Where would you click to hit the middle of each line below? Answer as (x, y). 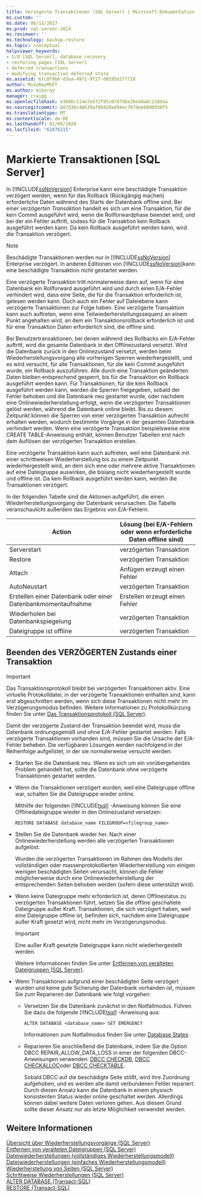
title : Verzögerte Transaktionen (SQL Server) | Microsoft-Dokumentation (101, 12)
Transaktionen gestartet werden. (55, 776)
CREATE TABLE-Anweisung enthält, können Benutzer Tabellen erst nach (96, 435)
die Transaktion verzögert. (39, 234)
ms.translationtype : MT (36, 113)
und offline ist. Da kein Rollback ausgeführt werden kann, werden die (92, 478)
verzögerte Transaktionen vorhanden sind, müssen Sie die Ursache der (95, 738)
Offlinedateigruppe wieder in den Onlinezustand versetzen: (88, 812)
